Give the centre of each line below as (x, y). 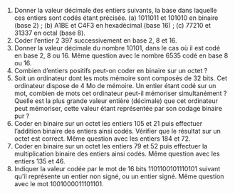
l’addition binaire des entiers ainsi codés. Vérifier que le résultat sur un (117, 131)
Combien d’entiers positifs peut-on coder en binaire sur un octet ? (111, 71)
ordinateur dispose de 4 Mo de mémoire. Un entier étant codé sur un (115, 86)
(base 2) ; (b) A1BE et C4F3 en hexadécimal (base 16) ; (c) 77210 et (113, 25)
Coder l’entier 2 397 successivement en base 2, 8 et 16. (95, 41)
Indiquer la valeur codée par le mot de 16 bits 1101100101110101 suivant (117, 169)
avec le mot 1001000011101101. (59, 184)
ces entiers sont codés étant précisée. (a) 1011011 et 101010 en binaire (116, 18)
